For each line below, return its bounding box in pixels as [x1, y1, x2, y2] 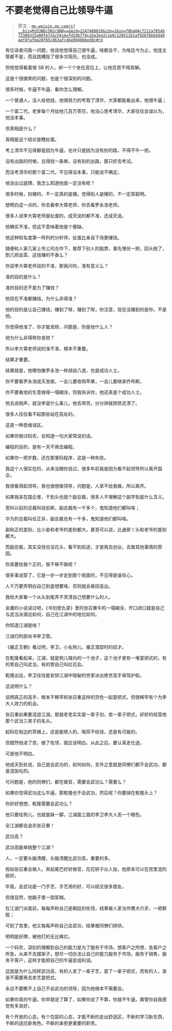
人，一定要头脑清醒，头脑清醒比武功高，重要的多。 [5, 855, 113, 861]
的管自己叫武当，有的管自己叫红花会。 [5, 661, 86, 667]
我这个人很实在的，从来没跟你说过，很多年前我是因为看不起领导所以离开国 [5, 465, 162, 471]
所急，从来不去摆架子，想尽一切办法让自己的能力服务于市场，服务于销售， [5, 950, 162, 957]
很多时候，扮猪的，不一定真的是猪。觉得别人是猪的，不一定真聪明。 [5, 190, 149, 197]
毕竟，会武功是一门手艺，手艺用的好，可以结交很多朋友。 [5, 883, 126, 889]
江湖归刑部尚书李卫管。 [5, 633, 55, 639]
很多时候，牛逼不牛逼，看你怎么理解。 [5, 86, 86, 92]
